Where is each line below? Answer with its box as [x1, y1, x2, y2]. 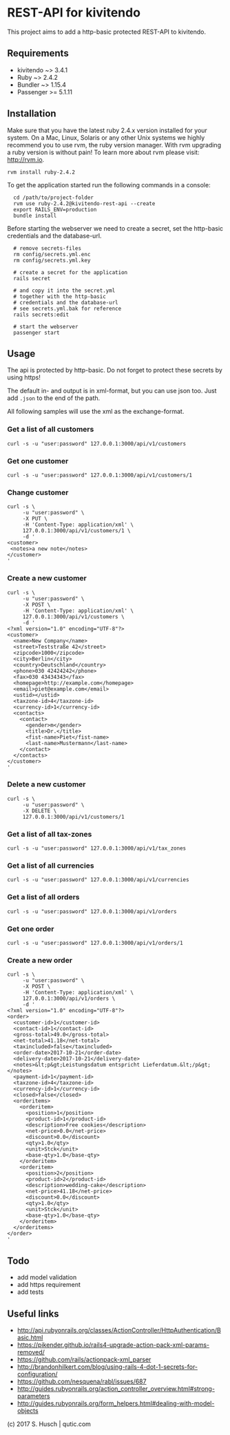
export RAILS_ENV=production [13, 206, 97, 213]
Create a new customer [7, 574, 87, 583]
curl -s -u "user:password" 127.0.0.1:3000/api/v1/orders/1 [7, 940, 184, 947]
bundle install [13, 212, 57, 219]
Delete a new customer [7, 779, 86, 789]
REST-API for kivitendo [7, 5, 141, 21]
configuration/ [17, 1370, 58, 1378]
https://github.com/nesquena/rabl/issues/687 [17, 1377, 147, 1385]
